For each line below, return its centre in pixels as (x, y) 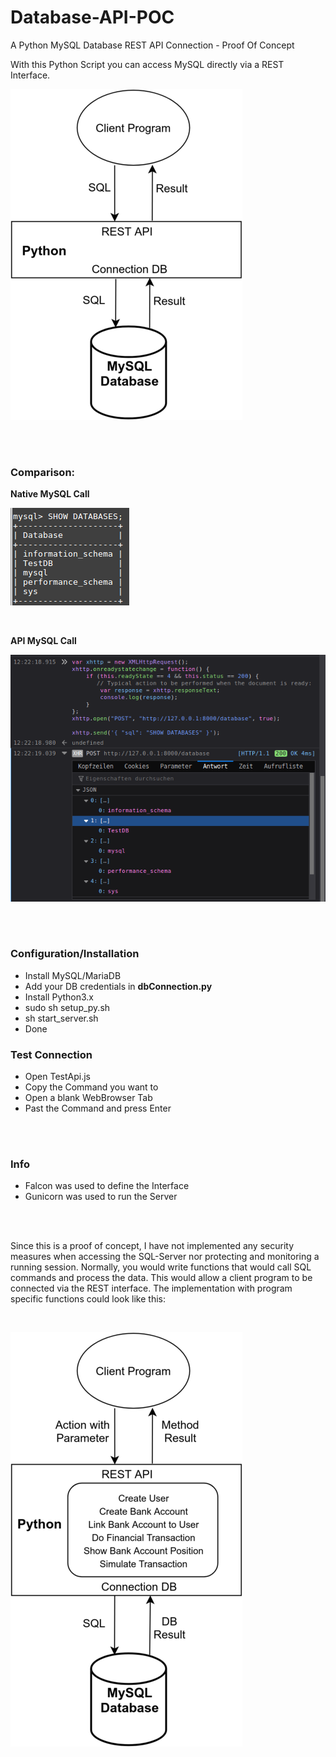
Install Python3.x (59, 997)
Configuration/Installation (75, 954)
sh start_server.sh (61, 1018)
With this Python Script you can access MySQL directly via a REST (147, 64)
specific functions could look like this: (88, 1299)
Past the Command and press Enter (98, 1108)
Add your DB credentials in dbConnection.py (118, 986)
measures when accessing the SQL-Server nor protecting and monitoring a (165, 1257)
